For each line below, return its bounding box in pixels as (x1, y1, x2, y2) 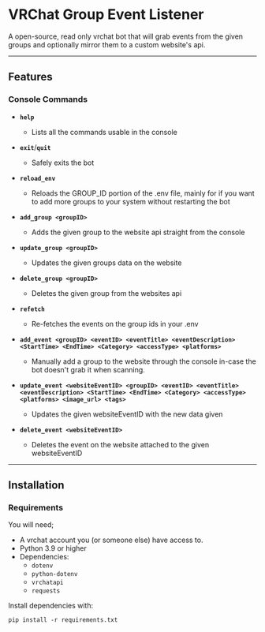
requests (31, 587, 61, 595)
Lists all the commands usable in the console (31, 127, 177, 136)
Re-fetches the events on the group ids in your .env (31, 319, 199, 328)
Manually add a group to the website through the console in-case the (31, 357, 256, 366)
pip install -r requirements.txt (8, 616, 118, 624)
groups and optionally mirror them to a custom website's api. (8, 39, 206, 49)
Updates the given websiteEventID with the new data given (31, 409, 223, 419)
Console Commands (8, 94, 88, 105)
